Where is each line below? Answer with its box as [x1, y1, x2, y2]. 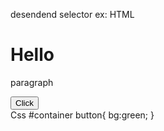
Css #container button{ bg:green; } [10, 109, 155, 121]
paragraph [10, 76, 54, 88]
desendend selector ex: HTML [10, 9, 135, 20]
